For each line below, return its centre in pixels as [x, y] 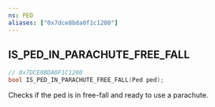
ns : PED [21, 15]
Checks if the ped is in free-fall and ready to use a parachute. [108, 95]
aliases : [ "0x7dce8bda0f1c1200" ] [63, 23]
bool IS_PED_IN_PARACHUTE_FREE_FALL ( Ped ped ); [86, 80]
